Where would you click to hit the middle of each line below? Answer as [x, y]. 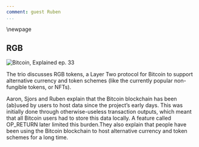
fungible [17, 87]
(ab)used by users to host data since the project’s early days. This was [95, 105]
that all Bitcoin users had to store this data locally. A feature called [89, 118]
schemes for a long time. [37, 137]
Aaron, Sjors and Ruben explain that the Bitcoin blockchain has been [92, 99]
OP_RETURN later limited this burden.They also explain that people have [96, 125]
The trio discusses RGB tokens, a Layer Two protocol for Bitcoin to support [99, 74]
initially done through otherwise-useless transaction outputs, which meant [99, 112]
